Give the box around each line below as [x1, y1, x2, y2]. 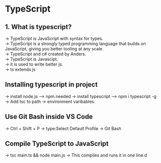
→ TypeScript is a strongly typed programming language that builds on [5, 41, 146, 47]
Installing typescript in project [5, 81, 98, 89]
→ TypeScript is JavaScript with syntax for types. [5, 35, 103, 41]
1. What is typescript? [5, 23, 72, 31]
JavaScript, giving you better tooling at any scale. [5, 46, 104, 51]
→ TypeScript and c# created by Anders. [5, 51, 87, 57]
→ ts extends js [5, 66, 36, 72]
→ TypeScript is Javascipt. [5, 56, 58, 62]
